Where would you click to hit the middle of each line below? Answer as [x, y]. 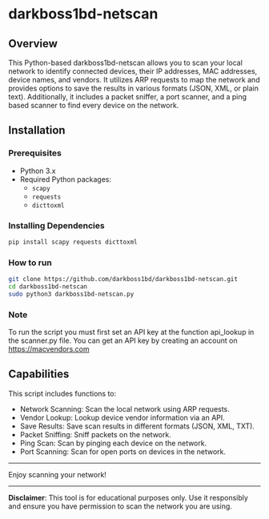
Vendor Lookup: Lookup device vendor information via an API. [122, 417]
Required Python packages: [66, 179]
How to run [30, 263]
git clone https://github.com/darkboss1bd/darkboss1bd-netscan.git [123, 280]
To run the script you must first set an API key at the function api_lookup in [131, 332]
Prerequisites [35, 153]
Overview [33, 44]
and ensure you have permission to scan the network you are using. [120, 506]
